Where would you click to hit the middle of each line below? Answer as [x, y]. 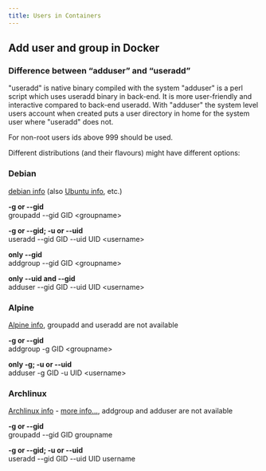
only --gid [25, 254]
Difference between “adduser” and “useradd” [100, 70]
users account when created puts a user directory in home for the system [129, 113]
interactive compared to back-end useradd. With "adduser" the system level [133, 105]
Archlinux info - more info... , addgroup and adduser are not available [121, 411]
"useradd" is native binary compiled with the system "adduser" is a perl [125, 88]
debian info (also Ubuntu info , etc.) [65, 191]
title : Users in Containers [55, 16]
